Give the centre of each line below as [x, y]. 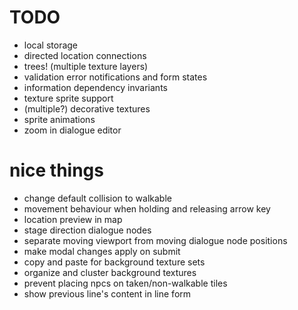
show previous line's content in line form [107, 293]
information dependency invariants [95, 87]
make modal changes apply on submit [102, 251]
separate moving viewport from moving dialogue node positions [155, 240]
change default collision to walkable [97, 198]
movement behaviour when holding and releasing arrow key [147, 208]
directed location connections [85, 55]
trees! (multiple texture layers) [86, 66]
